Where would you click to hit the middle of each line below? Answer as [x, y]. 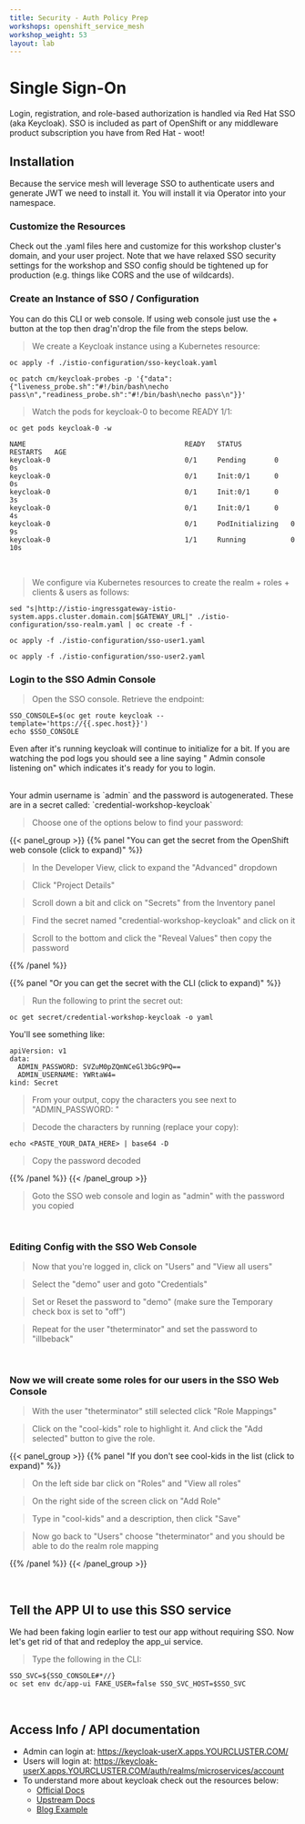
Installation [42, 162]
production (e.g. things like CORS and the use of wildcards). [122, 275]
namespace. [33, 203]
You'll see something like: [57, 1034]
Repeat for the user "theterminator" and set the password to [144, 1330]
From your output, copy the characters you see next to [134, 1099]
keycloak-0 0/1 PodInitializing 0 [152, 524]
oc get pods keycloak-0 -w [61, 428]
